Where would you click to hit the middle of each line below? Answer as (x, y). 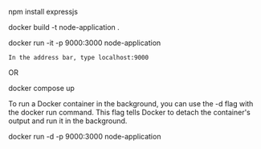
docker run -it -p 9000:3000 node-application (85, 43)
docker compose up (41, 88)
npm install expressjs (43, 12)
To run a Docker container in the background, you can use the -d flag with (131, 103)
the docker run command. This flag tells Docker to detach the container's (130, 112)
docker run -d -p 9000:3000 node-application (85, 137)
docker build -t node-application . (64, 27)
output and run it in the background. (68, 121)
